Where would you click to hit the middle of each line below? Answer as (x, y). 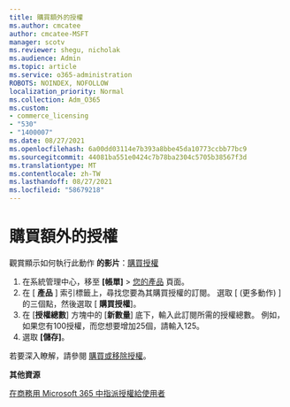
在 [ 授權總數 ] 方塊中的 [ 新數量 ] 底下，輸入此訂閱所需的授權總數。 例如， (153, 314)
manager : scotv (37, 42)
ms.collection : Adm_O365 (55, 100)
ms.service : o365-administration (71, 75)
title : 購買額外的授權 (46, 17)
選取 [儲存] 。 (46, 336)
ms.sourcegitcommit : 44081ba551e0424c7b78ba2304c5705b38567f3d (128, 157)
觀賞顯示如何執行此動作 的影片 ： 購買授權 (84, 263)
